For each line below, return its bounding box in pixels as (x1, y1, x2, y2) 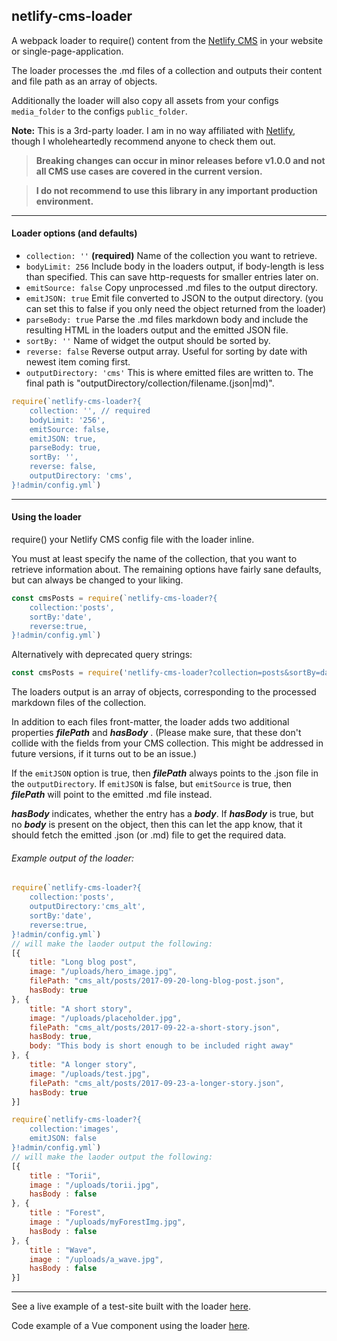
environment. (35, 195, 94, 207)
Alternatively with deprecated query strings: (11, 649, 193, 661)
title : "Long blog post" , (29, 957, 138, 968)
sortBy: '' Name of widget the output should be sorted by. (25, 335, 271, 347)
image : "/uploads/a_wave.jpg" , (29, 1254, 164, 1264)
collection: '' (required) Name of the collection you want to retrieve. (25, 250, 318, 262)
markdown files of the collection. (11, 697, 147, 709)
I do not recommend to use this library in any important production (35, 184, 318, 196)
